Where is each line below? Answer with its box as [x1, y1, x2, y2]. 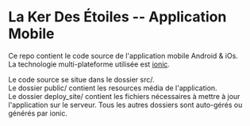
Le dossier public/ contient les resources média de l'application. [8, 83, 217, 93]
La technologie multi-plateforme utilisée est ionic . [8, 59, 171, 69]
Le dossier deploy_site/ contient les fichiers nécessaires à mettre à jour [8, 91, 240, 101]
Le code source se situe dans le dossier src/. [8, 74, 155, 84]
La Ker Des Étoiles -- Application [8, 8, 227, 26]
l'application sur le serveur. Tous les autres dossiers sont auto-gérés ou [8, 100, 243, 109]
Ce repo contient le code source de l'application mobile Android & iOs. [8, 51, 238, 60]
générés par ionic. [8, 108, 67, 118]
